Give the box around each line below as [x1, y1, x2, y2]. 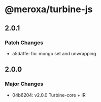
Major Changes [5, 80, 44, 87]
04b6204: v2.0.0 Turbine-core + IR [12, 92, 86, 98]
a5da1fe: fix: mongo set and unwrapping [12, 50, 96, 56]
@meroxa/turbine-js [5, 4, 93, 15]
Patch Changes [5, 39, 44, 46]
